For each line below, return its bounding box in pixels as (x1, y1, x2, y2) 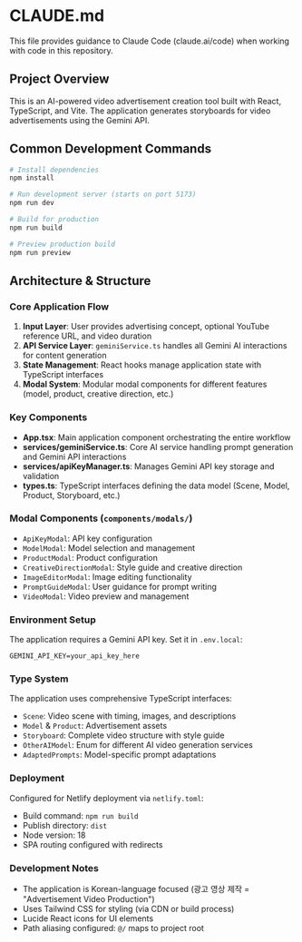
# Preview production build (9, 240, 116, 249)
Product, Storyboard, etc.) (22, 489, 121, 500)
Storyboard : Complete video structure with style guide (22, 730, 225, 741)
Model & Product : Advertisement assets (22, 721, 168, 731)
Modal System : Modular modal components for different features (22, 378, 268, 390)
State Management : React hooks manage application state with (22, 359, 262, 370)
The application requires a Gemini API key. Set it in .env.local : (9, 634, 243, 645)
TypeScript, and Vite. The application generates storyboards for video (9, 105, 271, 116)
